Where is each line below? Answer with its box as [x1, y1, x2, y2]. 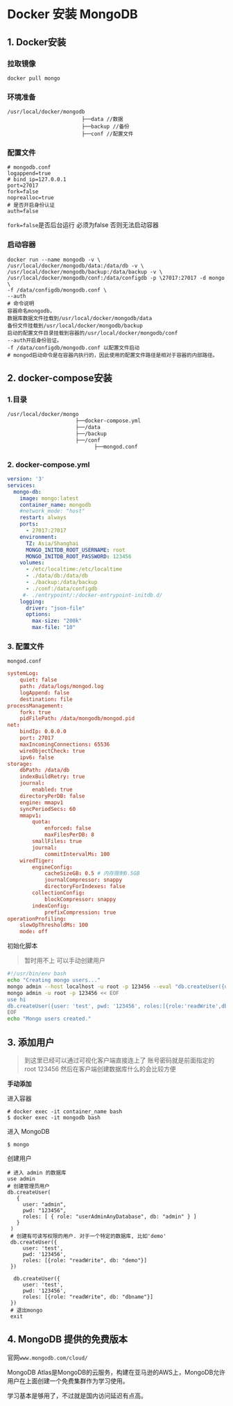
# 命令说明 [7, 300, 35, 307]
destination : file [19, 696, 73, 703]
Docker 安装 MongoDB [7, 6, 139, 22]
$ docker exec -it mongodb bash [7, 1114, 101, 1121]
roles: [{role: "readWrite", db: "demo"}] [22, 1257, 148, 1264]
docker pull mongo [7, 74, 60, 82]
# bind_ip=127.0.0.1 [7, 176, 67, 183]
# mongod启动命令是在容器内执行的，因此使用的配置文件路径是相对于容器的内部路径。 [7, 351, 218, 358]
